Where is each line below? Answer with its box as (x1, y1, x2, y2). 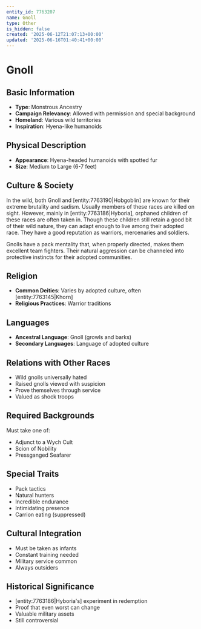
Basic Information (6, 87, 75, 98)
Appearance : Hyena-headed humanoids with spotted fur (15, 156, 157, 164)
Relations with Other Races (6, 357, 111, 368)
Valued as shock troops (15, 393, 74, 400)
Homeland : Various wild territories (15, 116, 101, 123)
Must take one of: (6, 426, 50, 434)
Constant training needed (15, 551, 79, 558)
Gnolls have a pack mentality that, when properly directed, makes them (6, 240, 184, 247)
